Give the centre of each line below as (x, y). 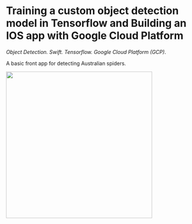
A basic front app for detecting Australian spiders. (66, 63)
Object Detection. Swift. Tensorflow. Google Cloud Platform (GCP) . (86, 52)
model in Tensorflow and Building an (96, 23)
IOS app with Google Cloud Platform (95, 36)
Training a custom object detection (92, 11)
